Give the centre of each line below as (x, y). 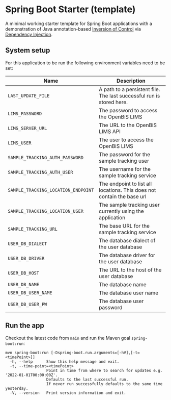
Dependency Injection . (29, 34)
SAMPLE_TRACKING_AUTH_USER (40, 172)
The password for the (124, 154)
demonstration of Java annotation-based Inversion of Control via (73, 29)
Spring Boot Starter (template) (70, 9)
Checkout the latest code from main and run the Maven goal (68, 338)
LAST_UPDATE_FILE (29, 96)
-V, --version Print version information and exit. (68, 393)
